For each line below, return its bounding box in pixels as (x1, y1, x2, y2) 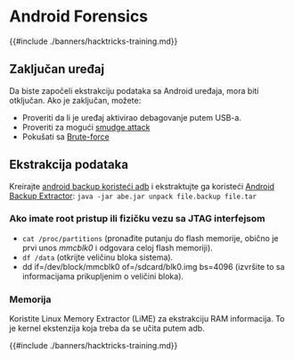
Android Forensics (9, 6, 149, 27)
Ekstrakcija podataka (9, 157, 129, 172)
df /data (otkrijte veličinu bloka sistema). (21, 252, 174, 263)
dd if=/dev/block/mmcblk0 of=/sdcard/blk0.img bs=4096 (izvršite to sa (21, 261, 285, 272)
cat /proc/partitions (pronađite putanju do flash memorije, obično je (21, 232, 279, 243)
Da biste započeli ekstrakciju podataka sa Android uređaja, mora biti (9, 85, 259, 96)
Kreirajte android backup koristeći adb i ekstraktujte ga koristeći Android (9, 180, 274, 191)
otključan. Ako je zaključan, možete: (9, 95, 142, 105)
